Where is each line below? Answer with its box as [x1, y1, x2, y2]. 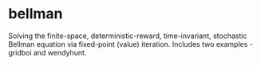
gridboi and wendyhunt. [8, 48, 87, 57]
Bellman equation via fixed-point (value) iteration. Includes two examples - [8, 39, 253, 48]
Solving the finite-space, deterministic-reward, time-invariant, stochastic [8, 31, 247, 40]
